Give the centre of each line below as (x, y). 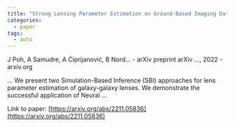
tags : (15, 33)
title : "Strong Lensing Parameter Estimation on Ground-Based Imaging (112, 14)
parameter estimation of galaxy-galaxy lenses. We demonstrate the (104, 88)
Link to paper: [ (29, 109)
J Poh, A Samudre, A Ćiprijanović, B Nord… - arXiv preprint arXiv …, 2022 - (115, 59)
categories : (24, 20)
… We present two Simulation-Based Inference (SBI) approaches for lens (111, 80)
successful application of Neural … (57, 96)
